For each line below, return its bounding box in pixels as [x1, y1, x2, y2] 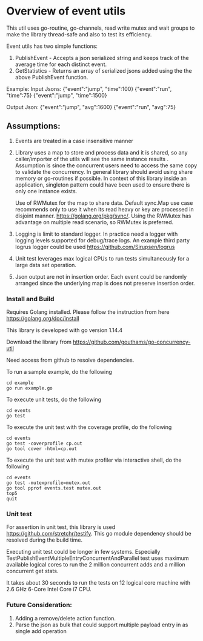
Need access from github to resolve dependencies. [6, 356, 135, 364]
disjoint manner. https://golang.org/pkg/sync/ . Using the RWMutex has [15, 212, 191, 219]
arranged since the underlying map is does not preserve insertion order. [15, 279, 195, 287]
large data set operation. [15, 261, 77, 268]
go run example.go [6, 385, 53, 391]
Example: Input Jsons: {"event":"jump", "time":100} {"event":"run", [6, 85, 172, 92]
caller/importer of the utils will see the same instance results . [15, 155, 168, 162]
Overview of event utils [6, 4, 126, 18]
